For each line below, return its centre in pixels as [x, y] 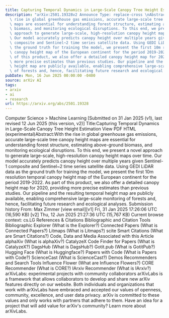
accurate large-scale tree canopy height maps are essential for [70, 140]
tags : [11, 85]
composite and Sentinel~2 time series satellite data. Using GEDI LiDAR [81, 167]
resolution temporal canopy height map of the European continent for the [81, 177]
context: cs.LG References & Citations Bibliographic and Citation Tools [78, 220]
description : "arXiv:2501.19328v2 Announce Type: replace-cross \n [77, 15]
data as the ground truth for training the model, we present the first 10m [79, 172]
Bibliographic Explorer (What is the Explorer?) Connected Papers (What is [81, 226]
